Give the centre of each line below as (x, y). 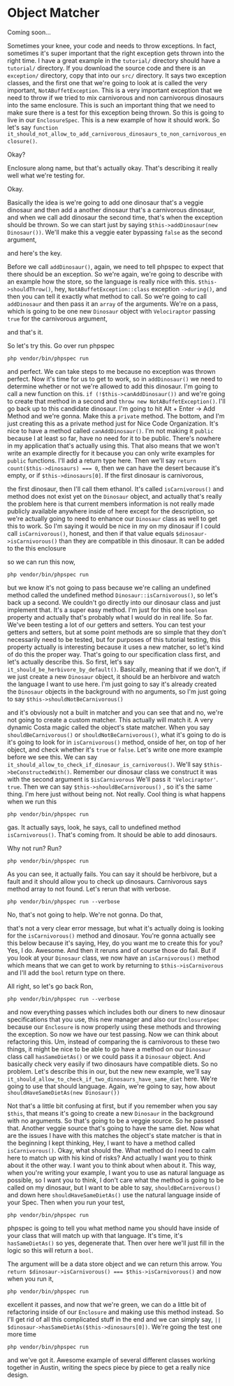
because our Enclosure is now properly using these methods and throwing (114, 1027)
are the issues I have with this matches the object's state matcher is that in (115, 1135)
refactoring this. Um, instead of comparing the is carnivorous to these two (114, 1042)
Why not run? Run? (35, 848)
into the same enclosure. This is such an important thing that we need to (111, 105)
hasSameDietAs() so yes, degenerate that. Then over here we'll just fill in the (116, 1243)
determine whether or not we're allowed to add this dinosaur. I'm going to (113, 386)
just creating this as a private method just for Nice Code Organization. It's (113, 423)
